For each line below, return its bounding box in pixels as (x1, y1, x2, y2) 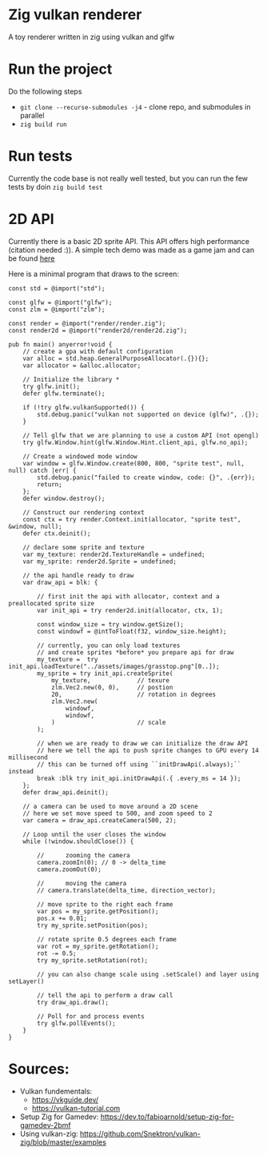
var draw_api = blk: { (22, 578, 98, 586)
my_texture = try (37, 655, 98, 663)
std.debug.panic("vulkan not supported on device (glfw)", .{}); (37, 410, 260, 418)
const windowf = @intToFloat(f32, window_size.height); (37, 627, 227, 635)
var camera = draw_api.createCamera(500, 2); (22, 816, 177, 825)
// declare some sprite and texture (22, 543, 145, 551)
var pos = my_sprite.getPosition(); (37, 907, 159, 915)
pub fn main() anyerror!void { (8, 340, 113, 349)
